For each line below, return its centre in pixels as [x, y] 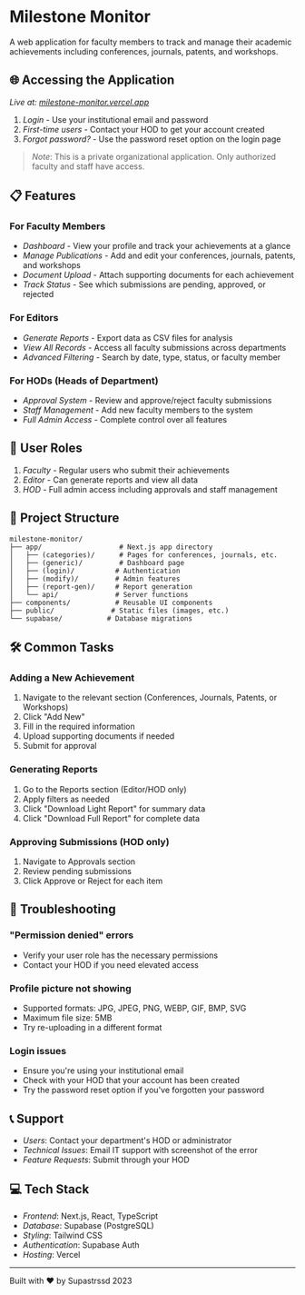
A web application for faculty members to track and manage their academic [151, 42]
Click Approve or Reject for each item [93, 881]
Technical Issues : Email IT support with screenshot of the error [140, 1151]
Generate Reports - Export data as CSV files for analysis [128, 337]
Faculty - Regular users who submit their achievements [126, 470]
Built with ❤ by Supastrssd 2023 [71, 1280]
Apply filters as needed [66, 799]
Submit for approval [59, 746]
